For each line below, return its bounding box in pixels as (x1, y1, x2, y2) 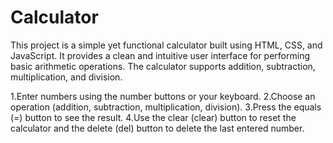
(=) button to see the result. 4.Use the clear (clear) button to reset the (10, 111, 297, 123)
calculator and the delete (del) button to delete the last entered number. (10, 122, 305, 134)
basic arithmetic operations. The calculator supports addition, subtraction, (10, 60, 316, 72)
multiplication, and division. (10, 71, 123, 83)
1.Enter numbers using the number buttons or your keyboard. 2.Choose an (10, 90, 316, 102)
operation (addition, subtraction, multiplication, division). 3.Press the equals (10, 101, 322, 113)
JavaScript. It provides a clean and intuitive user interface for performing (10, 49, 311, 61)
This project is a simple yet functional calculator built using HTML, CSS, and (10, 39, 323, 51)
